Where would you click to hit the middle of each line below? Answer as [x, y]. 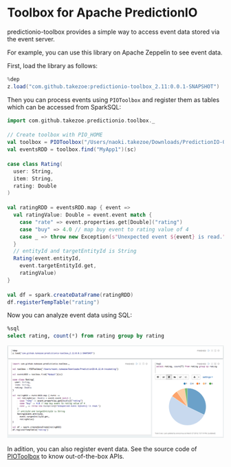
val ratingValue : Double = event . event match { [83, 215]
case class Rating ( [35, 164]
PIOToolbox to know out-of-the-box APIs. [66, 457]
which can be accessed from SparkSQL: [64, 107]
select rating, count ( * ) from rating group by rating [86, 336]
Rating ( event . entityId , [47, 259]
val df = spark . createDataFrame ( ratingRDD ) [70, 295]
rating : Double [35, 186]
